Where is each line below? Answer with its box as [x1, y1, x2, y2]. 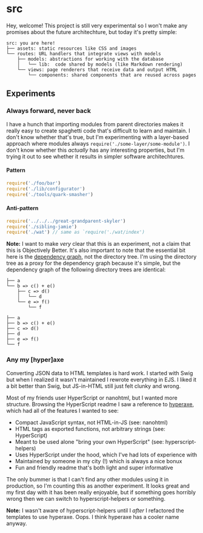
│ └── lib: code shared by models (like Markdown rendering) [17, 61, 183, 67]
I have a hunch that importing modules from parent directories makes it [6, 120, 184, 127]
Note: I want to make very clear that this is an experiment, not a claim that [6, 240, 191, 248]
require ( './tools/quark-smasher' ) [6, 191, 94, 197]
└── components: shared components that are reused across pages [28, 72, 197, 78]
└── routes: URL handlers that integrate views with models [6, 50, 162, 56]
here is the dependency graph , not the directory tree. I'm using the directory [6, 253, 197, 260]
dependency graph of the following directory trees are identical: [6, 266, 166, 273]
